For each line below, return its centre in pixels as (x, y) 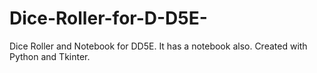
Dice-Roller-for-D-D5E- (108, 18)
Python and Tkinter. (50, 56)
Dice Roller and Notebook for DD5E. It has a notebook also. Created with (158, 46)
